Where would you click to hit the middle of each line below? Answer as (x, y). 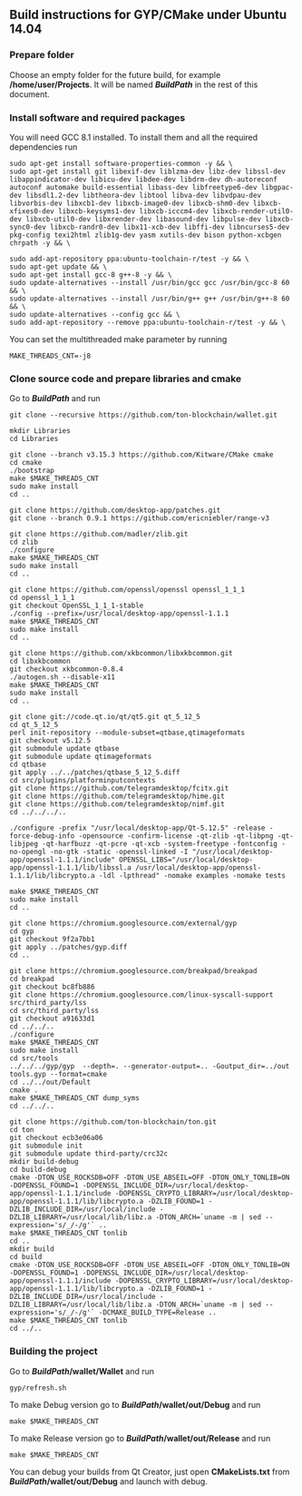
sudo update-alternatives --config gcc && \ (95, 314)
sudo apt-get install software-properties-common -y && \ (121, 163)
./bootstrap (32, 471)
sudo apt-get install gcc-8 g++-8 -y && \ (91, 275)
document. (29, 93)
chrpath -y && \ (40, 243)
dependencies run (44, 147)
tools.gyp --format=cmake (58, 1075)
